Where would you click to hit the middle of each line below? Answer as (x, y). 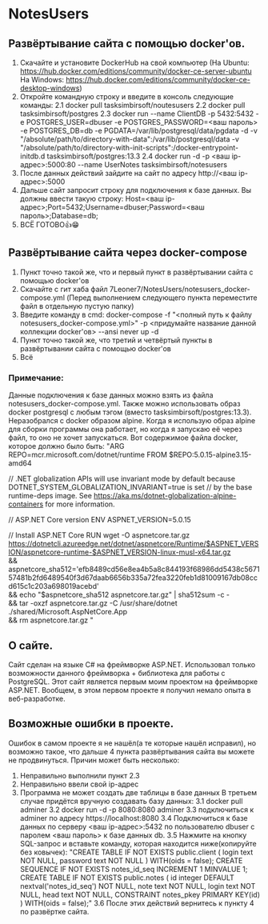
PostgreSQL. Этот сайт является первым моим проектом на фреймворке (133, 682)
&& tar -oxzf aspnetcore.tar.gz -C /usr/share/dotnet (93, 603)
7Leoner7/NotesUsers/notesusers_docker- (180, 289)
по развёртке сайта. (54, 911)
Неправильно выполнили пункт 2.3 (80, 775)
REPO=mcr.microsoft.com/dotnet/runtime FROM (88, 455)
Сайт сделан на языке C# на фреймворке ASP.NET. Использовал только (132, 664)
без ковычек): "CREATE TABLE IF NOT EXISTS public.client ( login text (136, 852)
